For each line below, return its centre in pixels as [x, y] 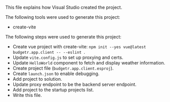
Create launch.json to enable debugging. [56, 74]
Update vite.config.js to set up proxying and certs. [68, 57]
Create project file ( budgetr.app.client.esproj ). [63, 68]
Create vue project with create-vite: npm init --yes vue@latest [79, 47]
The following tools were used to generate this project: [63, 17]
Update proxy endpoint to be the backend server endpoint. [75, 84]
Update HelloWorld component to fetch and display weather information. [89, 63]
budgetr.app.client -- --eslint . [49, 52]
